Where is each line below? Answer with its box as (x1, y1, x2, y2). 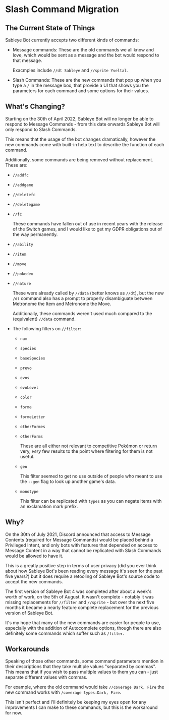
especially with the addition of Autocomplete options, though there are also (5, 625, 161, 631)
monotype (20, 489, 39, 494)
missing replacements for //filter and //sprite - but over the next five (5, 599, 155, 605)
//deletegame (12, 202, 40, 207)
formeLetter (20, 414, 45, 419)
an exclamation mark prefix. (20, 503, 78, 509)
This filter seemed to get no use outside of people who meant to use (20, 473, 162, 479)
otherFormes (20, 424, 45, 429)
